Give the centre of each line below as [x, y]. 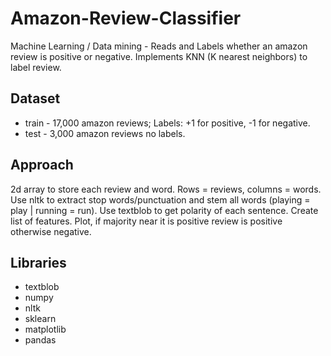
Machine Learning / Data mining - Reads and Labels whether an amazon [159, 46]
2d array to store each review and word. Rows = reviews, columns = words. [166, 189]
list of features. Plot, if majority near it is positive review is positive [146, 221]
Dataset [35, 98]
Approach [42, 165]
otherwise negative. [51, 231]
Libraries [38, 262]
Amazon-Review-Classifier [126, 18]
